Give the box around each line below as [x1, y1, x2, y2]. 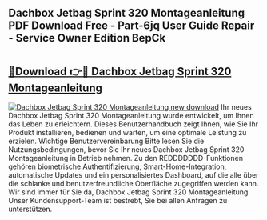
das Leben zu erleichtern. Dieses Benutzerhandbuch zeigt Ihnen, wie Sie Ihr [8, 119, 258, 129]
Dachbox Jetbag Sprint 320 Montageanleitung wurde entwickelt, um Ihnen [8, 111, 254, 120]
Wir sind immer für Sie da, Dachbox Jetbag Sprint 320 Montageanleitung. [8, 187, 250, 197]
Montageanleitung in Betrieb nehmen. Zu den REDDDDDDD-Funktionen [8, 154, 244, 162]
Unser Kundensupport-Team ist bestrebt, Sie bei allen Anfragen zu [8, 196, 228, 205]
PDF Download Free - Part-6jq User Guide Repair [8, 19, 255, 33]
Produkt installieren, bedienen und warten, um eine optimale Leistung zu [8, 128, 247, 137]
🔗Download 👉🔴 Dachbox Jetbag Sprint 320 [8, 64, 232, 78]
